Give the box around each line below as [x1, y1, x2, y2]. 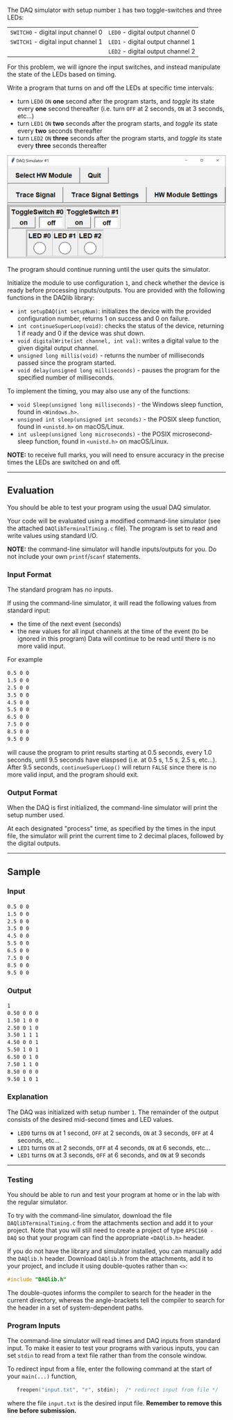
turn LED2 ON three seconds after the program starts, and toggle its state [17, 133, 223, 142]
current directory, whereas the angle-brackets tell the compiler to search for [7, 1296, 225, 1304]
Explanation [7, 1092, 49, 1102]
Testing [7, 1175, 33, 1184]
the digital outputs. [7, 839, 61, 847]
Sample [7, 865, 41, 878]
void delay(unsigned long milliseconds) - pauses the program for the [17, 366, 221, 374]
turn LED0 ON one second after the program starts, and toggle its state [17, 97, 215, 105]
